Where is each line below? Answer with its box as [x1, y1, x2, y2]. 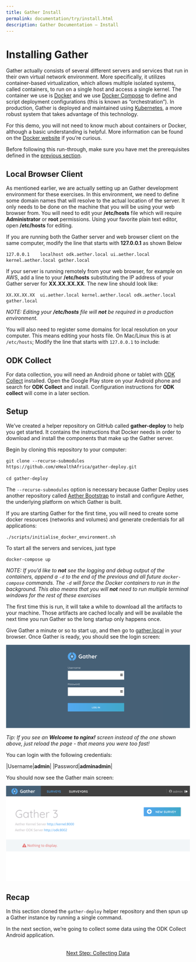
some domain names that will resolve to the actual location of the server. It [6, 197, 185, 204]
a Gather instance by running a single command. [6, 914, 123, 921]
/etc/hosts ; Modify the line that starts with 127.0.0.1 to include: [6, 339, 160, 346]
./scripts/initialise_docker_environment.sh [6, 534, 116, 540]
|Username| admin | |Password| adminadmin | [6, 762, 113, 770]
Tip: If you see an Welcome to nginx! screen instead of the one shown [6, 734, 176, 741]
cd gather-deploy [6, 475, 48, 482]
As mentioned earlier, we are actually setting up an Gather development [6, 185, 178, 192]
